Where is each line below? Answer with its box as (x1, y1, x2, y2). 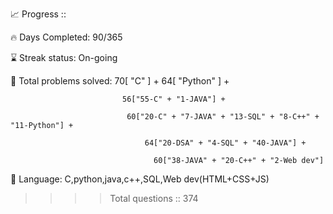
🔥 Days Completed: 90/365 (10, 31, 123, 43)
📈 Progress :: (10, 8, 67, 20)
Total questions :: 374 (109, 193, 199, 204)
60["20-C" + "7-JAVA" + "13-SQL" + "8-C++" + (126, 112, 320, 122)
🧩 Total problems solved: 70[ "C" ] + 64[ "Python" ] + (10, 75, 230, 87)
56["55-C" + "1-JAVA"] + (121, 94, 226, 104)
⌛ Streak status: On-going (10, 52, 118, 63)
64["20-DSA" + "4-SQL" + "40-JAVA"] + (144, 138, 307, 148)
